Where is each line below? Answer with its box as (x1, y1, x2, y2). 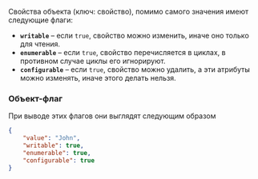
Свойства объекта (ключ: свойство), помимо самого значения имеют (8, 7, 249, 16)
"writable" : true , (22, 141, 84, 150)
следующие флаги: (8, 15, 74, 25)
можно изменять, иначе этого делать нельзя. (19, 74, 176, 82)
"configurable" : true (22, 156, 95, 165)
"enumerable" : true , (22, 149, 91, 157)
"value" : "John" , (22, 134, 81, 142)
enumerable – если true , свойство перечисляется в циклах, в (19, 48, 226, 57)
